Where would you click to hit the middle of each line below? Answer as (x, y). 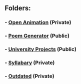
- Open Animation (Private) (38, 22)
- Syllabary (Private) (30, 63)
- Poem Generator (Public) (37, 36)
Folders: (18, 8)
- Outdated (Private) (29, 76)
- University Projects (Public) (41, 49)
